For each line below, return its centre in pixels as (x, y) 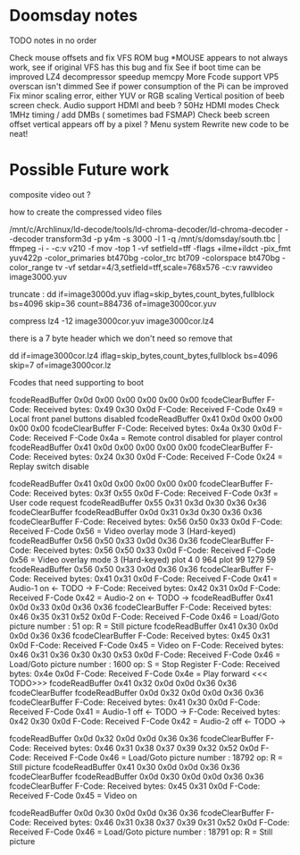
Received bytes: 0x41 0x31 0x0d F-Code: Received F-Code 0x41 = (156, 579)
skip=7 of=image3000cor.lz (60, 365)
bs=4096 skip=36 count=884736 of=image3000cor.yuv (113, 303)
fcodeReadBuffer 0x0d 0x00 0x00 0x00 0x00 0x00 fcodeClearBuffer (137, 400)
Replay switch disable (49, 466)
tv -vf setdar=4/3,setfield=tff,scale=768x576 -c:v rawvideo (164, 267)
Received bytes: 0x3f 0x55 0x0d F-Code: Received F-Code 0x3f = (156, 493)
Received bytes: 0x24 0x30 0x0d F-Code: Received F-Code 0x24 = (158, 456)
